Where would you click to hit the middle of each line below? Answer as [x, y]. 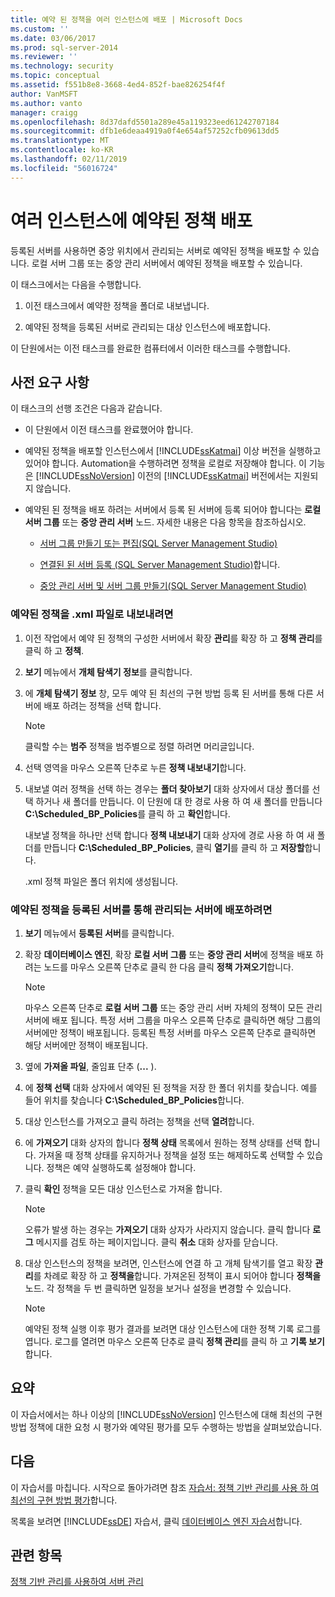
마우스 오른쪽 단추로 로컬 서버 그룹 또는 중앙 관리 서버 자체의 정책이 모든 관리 [173, 1007]
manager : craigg [44, 112]
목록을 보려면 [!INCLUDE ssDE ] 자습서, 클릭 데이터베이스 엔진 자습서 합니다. [156, 1521]
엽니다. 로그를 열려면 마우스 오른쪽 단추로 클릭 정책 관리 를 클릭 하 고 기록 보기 [174, 1341]
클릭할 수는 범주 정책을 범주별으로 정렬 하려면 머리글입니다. [139, 746]
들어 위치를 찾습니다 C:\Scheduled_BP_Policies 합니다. [134, 1100]
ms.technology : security [62, 66]
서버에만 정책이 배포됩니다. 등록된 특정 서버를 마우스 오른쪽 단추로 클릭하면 [170, 1032]
